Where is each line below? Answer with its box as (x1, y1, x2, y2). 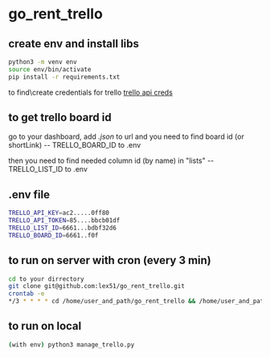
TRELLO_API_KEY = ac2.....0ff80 (8, 209, 110, 217)
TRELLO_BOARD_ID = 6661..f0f (8, 231, 99, 239)
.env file (8, 188, 51, 201)
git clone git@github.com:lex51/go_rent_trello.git (8, 282, 185, 290)
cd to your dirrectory (8, 274, 84, 283)
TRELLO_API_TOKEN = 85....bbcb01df (8, 217, 121, 225)
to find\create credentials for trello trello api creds (8, 87, 173, 97)
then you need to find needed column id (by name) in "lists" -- (8, 156, 215, 165)
